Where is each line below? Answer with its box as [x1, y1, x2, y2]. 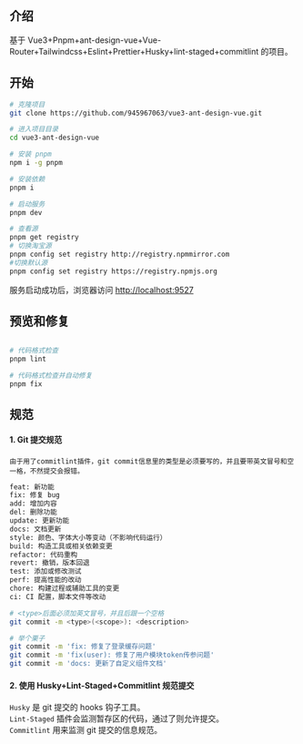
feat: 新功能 [9, 482, 55, 492]
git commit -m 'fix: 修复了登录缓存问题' [9, 642, 157, 651]
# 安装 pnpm [9, 149, 52, 159]
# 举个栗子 [9, 634, 45, 643]
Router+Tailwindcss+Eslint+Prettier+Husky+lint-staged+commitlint [9, 46, 259, 56]
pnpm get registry [9, 233, 79, 242]
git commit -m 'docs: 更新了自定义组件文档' [9, 659, 167, 668]
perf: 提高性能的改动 [9, 576, 82, 585]
